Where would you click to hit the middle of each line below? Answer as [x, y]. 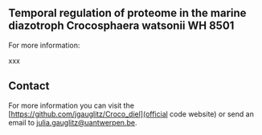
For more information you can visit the [72, 105]
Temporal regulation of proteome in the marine [127, 13]
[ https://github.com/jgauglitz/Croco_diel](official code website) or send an [131, 114]
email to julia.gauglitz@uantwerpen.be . [73, 122]
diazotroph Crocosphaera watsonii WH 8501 [121, 26]
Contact [29, 86]
